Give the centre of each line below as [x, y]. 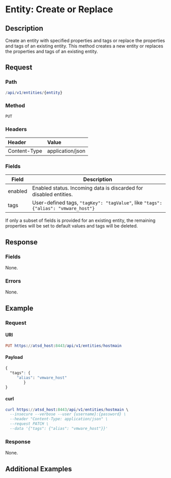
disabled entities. [52, 194]
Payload [14, 357]
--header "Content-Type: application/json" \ [59, 419]
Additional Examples [39, 469]
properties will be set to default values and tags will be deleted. [72, 226]
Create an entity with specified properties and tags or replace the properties [85, 40]
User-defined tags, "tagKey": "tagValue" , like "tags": [97, 203]
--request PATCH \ [30, 424]
